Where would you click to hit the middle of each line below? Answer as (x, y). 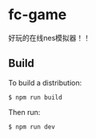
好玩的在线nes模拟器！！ (49, 38)
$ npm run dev (32, 127)
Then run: (24, 112)
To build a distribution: (45, 82)
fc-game (38, 15)
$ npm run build (35, 97)
